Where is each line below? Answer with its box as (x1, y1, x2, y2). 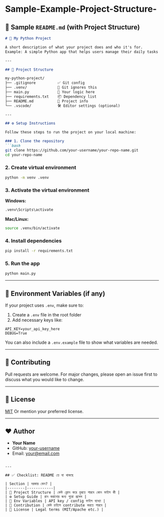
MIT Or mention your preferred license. (5, 408, 84, 414)
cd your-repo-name (5, 152, 42, 157)
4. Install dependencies (5, 237, 62, 244)
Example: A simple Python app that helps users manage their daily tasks (5, 49, 159, 54)
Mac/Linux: (5, 216, 29, 222)
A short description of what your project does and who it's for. (5, 45, 143, 50)
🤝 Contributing (5, 358, 51, 366)
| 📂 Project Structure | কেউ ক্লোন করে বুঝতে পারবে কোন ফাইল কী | (5, 490, 120, 495)
